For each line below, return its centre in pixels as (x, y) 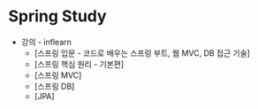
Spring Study (57, 16)
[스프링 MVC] (58, 75)
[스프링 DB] (54, 86)
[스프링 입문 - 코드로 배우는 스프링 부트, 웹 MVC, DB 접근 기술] (142, 53)
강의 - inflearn (46, 42)
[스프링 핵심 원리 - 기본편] (79, 64)
